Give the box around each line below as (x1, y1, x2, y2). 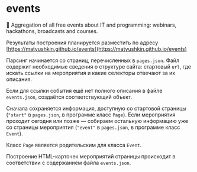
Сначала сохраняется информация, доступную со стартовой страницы (6, 105, 186, 112)
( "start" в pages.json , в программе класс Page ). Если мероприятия (6, 111, 176, 118)
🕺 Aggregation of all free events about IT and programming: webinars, (6, 21, 177, 28)
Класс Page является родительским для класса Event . (6, 141, 142, 148)
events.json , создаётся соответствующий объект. (6, 93, 133, 100)
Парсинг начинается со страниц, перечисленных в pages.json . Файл (6, 57, 179, 64)
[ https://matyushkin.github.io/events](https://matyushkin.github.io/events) (6, 45, 188, 52)
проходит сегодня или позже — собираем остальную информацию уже (6, 117, 188, 124)
